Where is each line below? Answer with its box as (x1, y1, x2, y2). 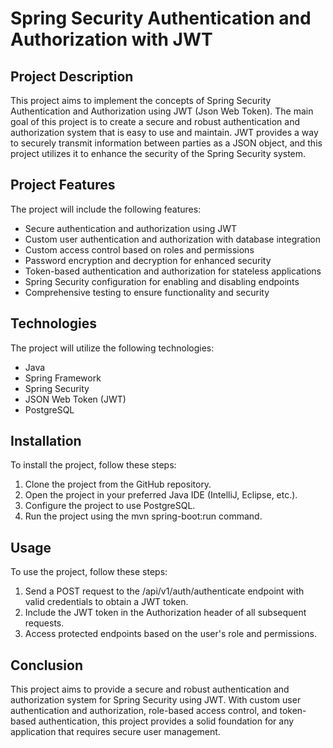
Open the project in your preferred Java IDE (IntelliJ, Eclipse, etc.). (24, 489, 298, 501)
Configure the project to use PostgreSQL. (24, 500, 196, 512)
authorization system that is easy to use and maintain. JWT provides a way (10, 127, 319, 138)
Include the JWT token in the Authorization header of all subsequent (24, 607, 307, 619)
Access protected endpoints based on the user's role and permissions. (24, 628, 317, 640)
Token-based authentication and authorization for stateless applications (24, 265, 322, 277)
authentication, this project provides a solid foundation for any (38, 715, 295, 727)
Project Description (10, 68, 134, 85)
